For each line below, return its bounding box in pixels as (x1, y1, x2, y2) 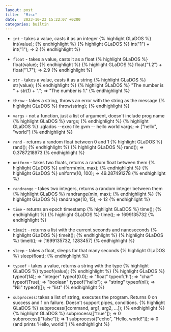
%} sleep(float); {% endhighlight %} (12, 253, 89, 259)
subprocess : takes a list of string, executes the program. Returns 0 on (12, 294, 158, 300)
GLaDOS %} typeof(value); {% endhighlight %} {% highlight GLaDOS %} (12, 268, 165, 275)
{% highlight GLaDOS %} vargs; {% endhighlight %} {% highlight (12, 118, 149, 125)
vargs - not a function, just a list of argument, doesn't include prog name (12, 113, 165, 119)
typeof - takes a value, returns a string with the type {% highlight (12, 263, 149, 269)
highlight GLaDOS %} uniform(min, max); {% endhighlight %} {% (12, 165, 149, 171)
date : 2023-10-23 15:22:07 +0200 (5, 17, 81, 22)
